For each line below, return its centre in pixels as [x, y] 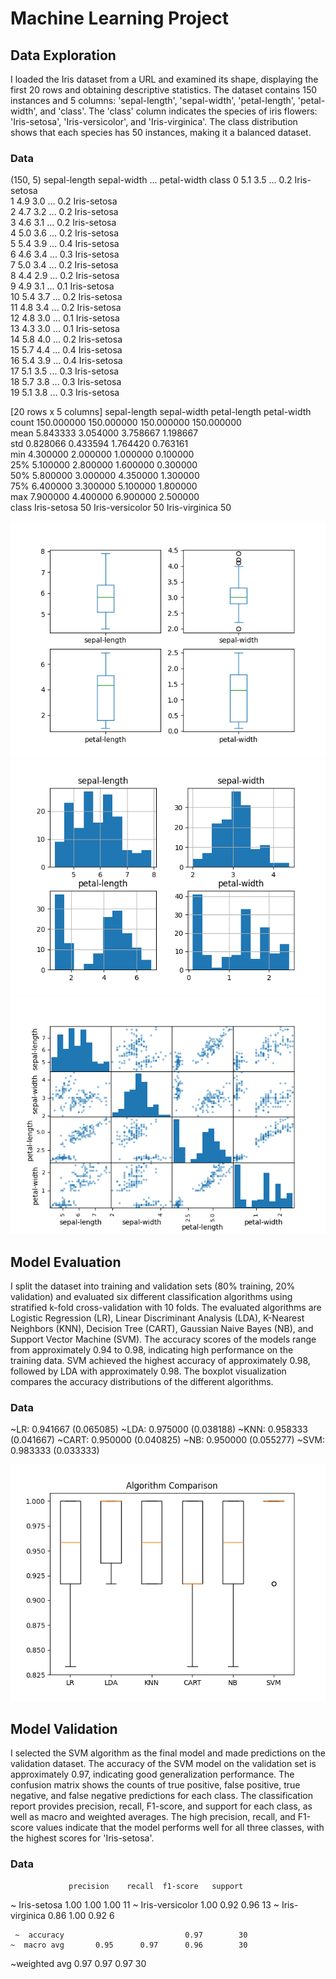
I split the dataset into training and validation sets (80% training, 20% [153, 1286]
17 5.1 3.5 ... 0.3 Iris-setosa [65, 371]
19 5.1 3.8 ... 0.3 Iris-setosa [65, 393]
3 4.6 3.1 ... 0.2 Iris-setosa [63, 223]
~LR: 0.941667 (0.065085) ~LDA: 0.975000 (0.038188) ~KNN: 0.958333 [159, 1429]
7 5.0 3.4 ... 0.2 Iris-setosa [64, 265]
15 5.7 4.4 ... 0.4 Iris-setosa [66, 350]
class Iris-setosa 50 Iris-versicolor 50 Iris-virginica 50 [121, 508]
